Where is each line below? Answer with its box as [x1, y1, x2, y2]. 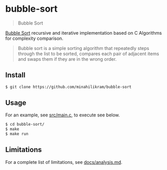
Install [5, 71, 26, 80]
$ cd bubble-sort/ [5, 122, 45, 127]
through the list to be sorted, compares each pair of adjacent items [17, 51, 159, 57]
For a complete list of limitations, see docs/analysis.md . [5, 159, 123, 165]
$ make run [5, 131, 29, 137]
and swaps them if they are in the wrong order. [17, 56, 117, 62]
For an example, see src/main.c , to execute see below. [5, 112, 120, 118]
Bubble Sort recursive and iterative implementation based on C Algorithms [5, 30, 162, 36]
